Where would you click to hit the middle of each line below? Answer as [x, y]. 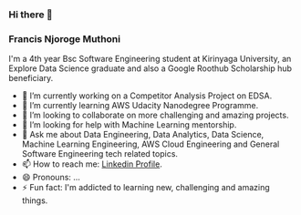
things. [35, 200]
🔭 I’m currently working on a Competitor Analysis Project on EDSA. [147, 96]
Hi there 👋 [31, 15]
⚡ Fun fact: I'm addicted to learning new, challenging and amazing [145, 188]
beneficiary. [31, 78]
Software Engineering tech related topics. [100, 154]
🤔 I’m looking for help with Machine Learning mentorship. [129, 125]
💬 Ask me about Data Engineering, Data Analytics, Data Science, [143, 135]
